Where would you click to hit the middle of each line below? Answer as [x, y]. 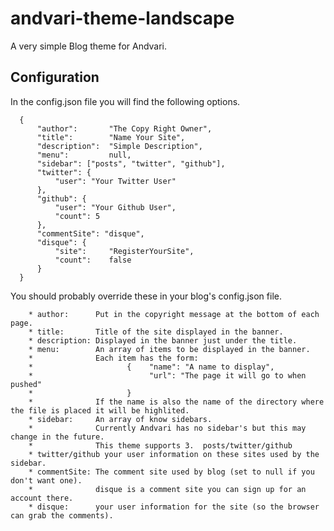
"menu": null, [84, 155]
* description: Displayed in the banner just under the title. [163, 340]
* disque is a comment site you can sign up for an [167, 489]
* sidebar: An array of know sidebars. [120, 419]
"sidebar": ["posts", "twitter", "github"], [131, 163]
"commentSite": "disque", [90, 233]
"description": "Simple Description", [119, 146]
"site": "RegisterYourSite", [124, 251]
